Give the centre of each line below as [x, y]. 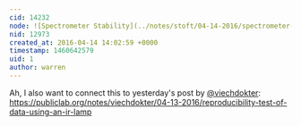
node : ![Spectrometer [50, 26]
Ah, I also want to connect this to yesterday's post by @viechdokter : [135, 92]
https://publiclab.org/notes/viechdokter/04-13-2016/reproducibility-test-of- [148, 102]
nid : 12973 [30, 34]
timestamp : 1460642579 [52, 51]
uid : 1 [21, 59]
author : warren [38, 68]
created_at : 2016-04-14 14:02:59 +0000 [84, 42]
